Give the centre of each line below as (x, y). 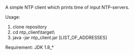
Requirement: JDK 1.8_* (30, 47)
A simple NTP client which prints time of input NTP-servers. (68, 7)
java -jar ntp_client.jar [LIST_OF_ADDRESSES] (60, 38)
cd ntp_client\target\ (34, 32)
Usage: (13, 17)
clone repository (30, 27)
